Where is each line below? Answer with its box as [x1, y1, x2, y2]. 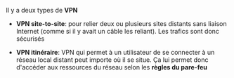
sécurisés [15, 34, 45, 43]
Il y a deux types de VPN [6, 6, 78, 14]
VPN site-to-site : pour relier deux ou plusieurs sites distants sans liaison [15, 20, 227, 27]
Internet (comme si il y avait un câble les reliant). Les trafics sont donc [15, 27, 220, 35]
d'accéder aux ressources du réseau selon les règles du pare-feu [15, 63, 207, 71]
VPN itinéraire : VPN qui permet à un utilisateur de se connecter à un [15, 48, 215, 56]
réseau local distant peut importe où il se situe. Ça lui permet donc [15, 56, 209, 64]
